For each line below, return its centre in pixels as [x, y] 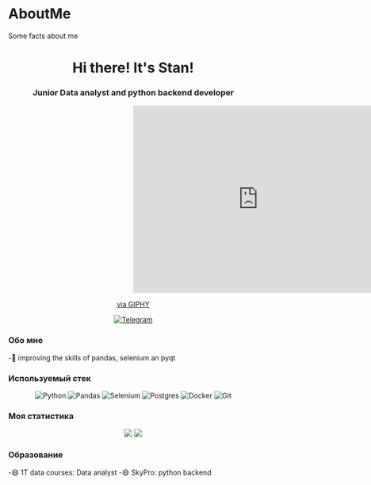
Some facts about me [43, 36]
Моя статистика [41, 416]
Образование [36, 455]
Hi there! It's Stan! [133, 68]
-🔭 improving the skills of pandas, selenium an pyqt [92, 357]
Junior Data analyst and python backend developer [133, 93]
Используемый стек [50, 378]
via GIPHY [133, 304]
